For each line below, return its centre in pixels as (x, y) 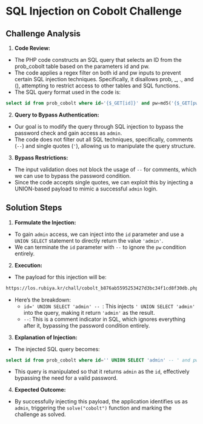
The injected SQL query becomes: (57, 349)
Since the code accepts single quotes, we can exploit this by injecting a (104, 182)
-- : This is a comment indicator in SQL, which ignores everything (104, 319)
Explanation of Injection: (46, 337)
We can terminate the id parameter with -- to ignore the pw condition (100, 247)
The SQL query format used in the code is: (68, 92)
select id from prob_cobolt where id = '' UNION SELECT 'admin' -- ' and (98, 360)
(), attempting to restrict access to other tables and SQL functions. (97, 86)
